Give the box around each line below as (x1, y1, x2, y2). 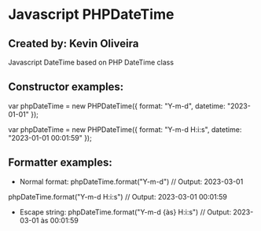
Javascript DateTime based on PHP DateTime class (8, 57, 175, 67)
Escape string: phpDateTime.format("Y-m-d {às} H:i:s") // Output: (19, 207, 232, 217)
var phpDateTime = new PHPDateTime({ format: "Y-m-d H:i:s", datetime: (8, 124, 242, 134)
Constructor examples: (8, 80, 124, 93)
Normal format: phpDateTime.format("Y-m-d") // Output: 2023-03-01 (19, 177, 244, 186)
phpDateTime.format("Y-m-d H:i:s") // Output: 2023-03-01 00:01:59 (8, 192, 228, 201)
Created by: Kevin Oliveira (8, 37, 139, 50)
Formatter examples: (8, 156, 112, 170)
